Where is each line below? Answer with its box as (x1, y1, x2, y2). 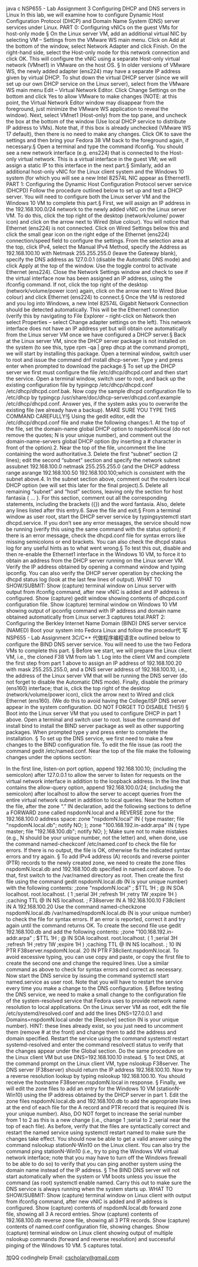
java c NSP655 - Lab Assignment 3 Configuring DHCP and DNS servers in (6, 5, 186, 12)
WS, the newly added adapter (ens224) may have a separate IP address (6, 68, 181, 74)
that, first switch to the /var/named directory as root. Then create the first (6, 872, 184, 879)
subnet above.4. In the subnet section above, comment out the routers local (6, 475, 190, 482)
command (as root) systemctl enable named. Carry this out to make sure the (6, 1179, 192, 1186)
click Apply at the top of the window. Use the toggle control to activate (6, 262, 177, 269)
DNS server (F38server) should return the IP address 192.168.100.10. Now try (6, 1066, 192, 1073)
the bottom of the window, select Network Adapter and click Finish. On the (6, 43, 187, 50)
